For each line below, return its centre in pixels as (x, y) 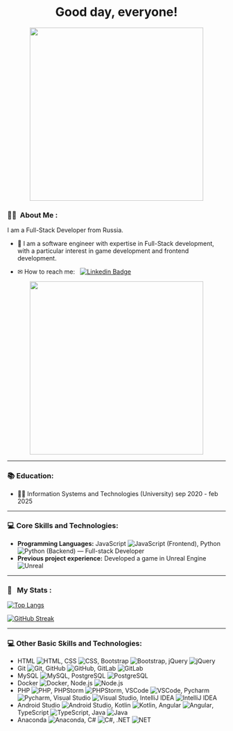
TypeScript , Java (61, 713)
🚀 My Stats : (29, 590)
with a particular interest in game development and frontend (103, 251)
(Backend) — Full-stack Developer (95, 551)
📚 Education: (31, 476)
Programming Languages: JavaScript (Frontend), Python (119, 543)
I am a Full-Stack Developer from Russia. (65, 230)
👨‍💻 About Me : (33, 215)
